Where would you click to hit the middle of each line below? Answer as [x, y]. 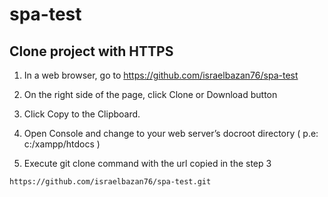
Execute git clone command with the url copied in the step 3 [147, 163]
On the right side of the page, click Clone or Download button [150, 94]
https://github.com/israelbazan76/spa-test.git [110, 182]
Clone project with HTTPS [91, 51]
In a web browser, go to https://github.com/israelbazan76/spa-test [161, 75]
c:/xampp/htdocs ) [62, 144]
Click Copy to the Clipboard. [82, 114]
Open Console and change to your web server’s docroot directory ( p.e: [171, 133]
